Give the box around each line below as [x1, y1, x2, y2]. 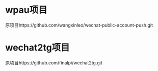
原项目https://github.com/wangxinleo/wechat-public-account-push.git [5, 22, 153, 28]
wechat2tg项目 [5, 42, 70, 54]
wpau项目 [5, 4, 47, 16]
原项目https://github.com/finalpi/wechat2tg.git [5, 59, 103, 66]
